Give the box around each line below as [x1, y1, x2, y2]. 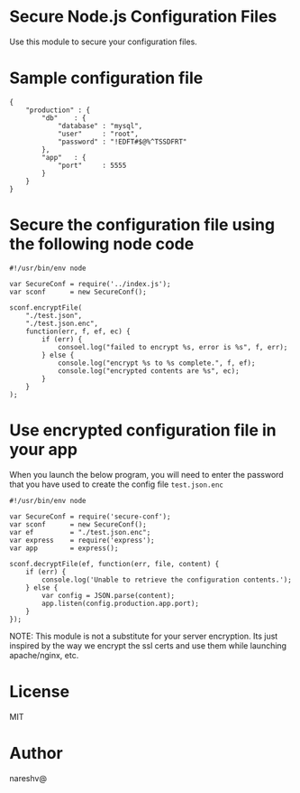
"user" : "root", [57, 129, 140, 138]
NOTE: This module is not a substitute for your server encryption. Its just [9, 630, 278, 641]
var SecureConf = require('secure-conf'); [9, 512, 171, 521]
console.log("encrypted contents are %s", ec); [57, 366, 241, 376]
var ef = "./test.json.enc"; [9, 527, 151, 536]
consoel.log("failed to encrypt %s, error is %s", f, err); [57, 342, 288, 351]
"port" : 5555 [57, 161, 127, 170]
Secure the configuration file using [9, 215, 276, 236]
